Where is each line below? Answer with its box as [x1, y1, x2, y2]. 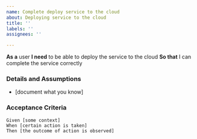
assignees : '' [6, 31, 42, 37]
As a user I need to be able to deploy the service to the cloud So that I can [6, 53, 192, 60]
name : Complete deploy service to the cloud [6, 8, 120, 15]
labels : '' [6, 25, 34, 32]
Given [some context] [6, 117, 61, 123]
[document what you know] [14, 88, 84, 95]
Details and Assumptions [6, 75, 81, 83]
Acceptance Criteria [6, 103, 67, 112]
